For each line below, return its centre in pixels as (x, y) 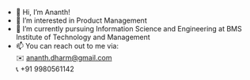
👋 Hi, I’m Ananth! (43, 12)
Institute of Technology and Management (83, 37)
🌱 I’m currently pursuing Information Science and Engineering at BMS (129, 29)
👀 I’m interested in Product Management (81, 20)
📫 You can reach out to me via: (67, 46)
